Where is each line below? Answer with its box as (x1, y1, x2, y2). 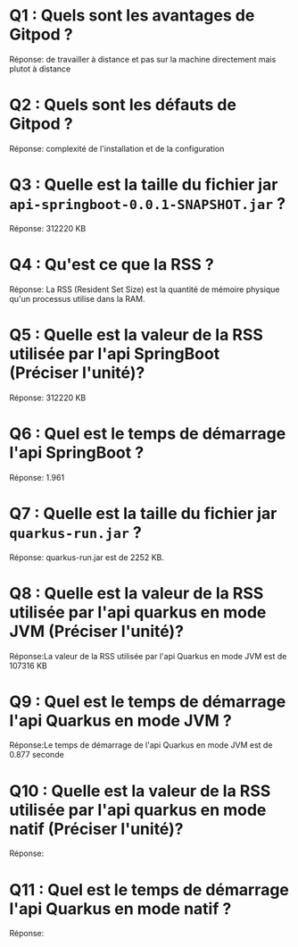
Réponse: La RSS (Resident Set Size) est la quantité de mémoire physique (9, 283, 280, 295)
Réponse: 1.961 (9, 472, 65, 482)
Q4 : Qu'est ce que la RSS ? (9, 255, 214, 274)
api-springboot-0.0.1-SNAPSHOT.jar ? (9, 194, 286, 214)
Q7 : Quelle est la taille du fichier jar (9, 503, 277, 524)
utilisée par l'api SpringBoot (9, 343, 220, 364)
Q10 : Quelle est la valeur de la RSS (9, 781, 271, 800)
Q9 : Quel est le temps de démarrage (9, 691, 286, 711)
